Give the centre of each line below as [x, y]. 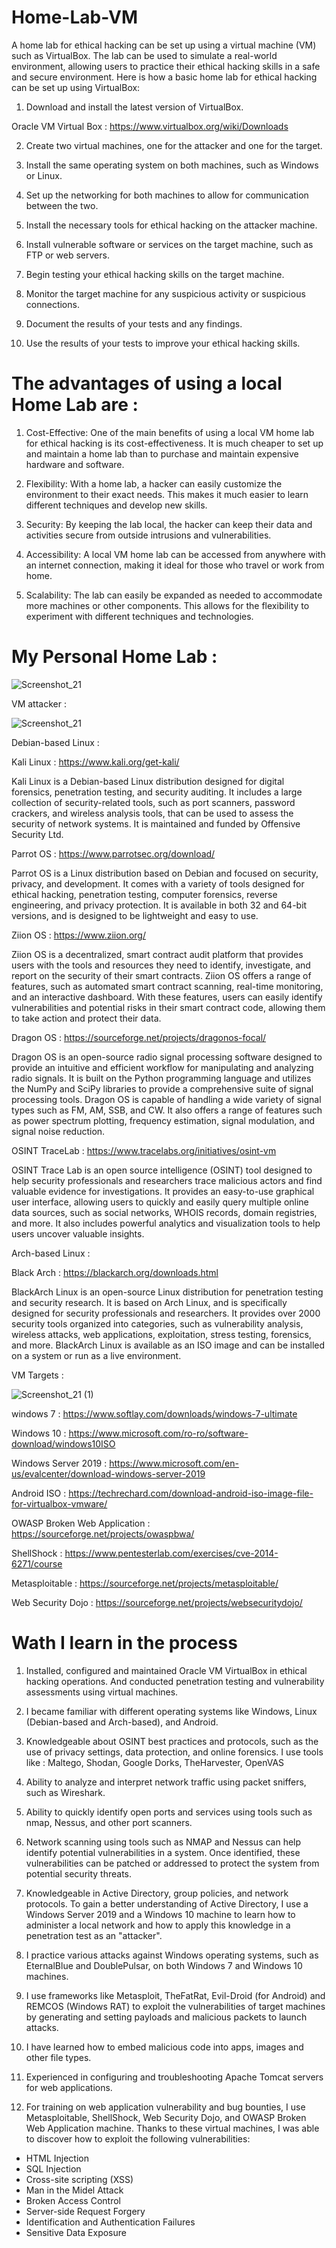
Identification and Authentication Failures [110, 2222]
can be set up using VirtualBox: [76, 87]
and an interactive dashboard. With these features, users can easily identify [167, 997]
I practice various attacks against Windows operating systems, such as [172, 1955]
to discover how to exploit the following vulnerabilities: [138, 2138]
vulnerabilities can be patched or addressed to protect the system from [172, 1863]
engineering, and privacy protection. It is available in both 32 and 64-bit [159, 905]
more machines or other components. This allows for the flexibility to [167, 605]
